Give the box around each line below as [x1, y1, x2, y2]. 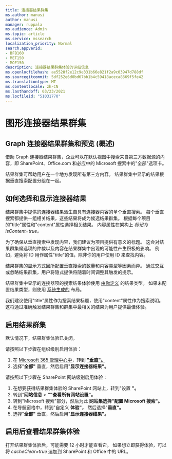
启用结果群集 [5, 320, 46, 329]
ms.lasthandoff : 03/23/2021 [5, 88, 66, 94]
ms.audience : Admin [5, 27, 47, 32]
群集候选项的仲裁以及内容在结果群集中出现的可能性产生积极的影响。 [9, 245, 154, 252]
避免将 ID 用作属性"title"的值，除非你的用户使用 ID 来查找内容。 [14, 252, 148, 258]
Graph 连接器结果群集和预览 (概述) [5, 139, 115, 148]
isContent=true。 [5, 228, 42, 234]
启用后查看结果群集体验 [5, 427, 80, 436]
